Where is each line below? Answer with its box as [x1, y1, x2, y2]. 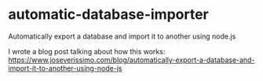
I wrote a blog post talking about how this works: [8, 46, 166, 56]
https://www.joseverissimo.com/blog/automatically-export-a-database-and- [8, 55, 255, 64]
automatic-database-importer [8, 6, 210, 24]
